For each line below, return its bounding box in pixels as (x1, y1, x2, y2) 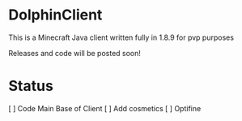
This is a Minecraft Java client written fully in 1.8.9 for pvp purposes (8, 32, 235, 42)
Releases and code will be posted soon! (8, 48, 142, 58)
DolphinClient (8, 6, 103, 24)
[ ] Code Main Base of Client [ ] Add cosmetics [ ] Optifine (8, 103, 202, 113)
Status (8, 77, 54, 95)
